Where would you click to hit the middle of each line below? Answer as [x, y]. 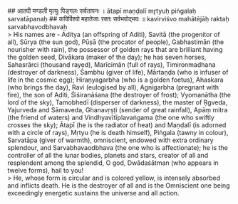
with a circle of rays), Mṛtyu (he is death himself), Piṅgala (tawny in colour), [118, 133]
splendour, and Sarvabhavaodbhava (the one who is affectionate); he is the [118, 147]
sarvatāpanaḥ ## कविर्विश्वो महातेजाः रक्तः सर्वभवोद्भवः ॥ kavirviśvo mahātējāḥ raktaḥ [118, 19]
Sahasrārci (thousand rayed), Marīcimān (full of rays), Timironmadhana [112, 65]
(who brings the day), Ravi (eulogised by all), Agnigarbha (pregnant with [113, 87]
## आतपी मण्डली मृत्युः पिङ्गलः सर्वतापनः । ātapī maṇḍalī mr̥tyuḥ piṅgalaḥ [102, 11]
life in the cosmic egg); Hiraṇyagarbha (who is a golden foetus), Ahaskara [115, 80]
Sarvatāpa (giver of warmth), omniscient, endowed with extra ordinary [110, 140]
